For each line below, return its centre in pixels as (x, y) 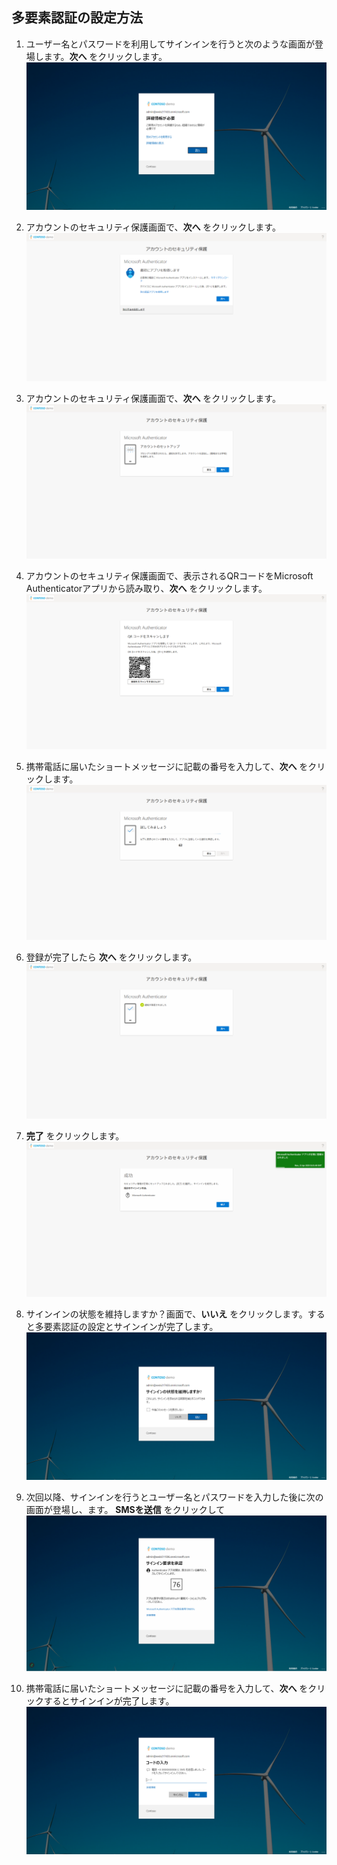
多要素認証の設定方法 (77, 18)
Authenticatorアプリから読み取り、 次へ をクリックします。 (146, 589)
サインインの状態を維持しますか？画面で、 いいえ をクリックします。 (166, 1314)
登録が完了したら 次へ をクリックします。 (111, 957)
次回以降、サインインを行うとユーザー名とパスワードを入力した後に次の (174, 1497)
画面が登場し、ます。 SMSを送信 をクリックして (125, 1510)
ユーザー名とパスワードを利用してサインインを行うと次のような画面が (170, 44)
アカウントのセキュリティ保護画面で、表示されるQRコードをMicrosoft (169, 576)
